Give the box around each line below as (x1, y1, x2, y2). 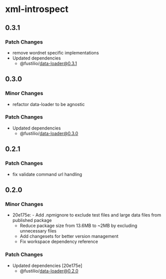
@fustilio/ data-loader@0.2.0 (19, 267, 79, 273)
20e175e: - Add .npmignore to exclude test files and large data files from (12, 212, 161, 218)
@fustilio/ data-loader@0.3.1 (19, 60, 77, 66)
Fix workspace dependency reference (19, 238, 98, 244)
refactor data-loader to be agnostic (12, 101, 85, 107)
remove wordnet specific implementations (12, 49, 99, 55)
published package (12, 217, 52, 223)
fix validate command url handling (12, 171, 82, 177)
